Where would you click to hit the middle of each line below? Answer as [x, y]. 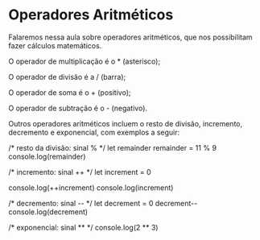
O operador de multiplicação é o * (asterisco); [85, 61]
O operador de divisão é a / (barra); [67, 77]
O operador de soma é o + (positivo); [70, 92]
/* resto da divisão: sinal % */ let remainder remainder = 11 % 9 [113, 147]
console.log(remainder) [47, 156]
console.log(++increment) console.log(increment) [91, 188]
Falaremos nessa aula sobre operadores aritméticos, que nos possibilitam [130, 37]
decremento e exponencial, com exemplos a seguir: [94, 132]
